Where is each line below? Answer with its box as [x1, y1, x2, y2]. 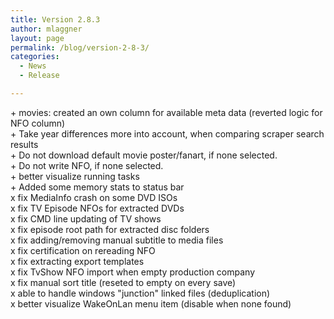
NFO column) [10, 117, 66, 129]
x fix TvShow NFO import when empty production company [10, 266, 255, 278]
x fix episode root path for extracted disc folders [10, 223, 210, 235]
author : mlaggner [10, 24, 83, 34]
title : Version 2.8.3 [10, 14, 101, 25]
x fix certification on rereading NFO [10, 244, 156, 256]
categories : [10, 52, 60, 62]
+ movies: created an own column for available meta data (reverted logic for [10, 106, 323, 118]
